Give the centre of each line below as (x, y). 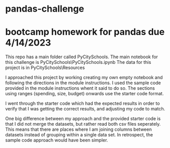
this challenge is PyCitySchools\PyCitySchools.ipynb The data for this (78, 62)
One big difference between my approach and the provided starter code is (83, 119)
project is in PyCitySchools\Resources (45, 68)
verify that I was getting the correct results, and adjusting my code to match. (85, 109)
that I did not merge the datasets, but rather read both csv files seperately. (83, 124)
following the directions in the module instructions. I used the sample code (83, 83)
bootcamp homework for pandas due (85, 32)
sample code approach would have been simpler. (57, 140)
